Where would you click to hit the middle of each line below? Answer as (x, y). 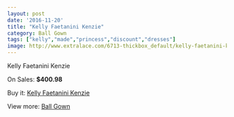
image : (17, 46)
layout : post (26, 14)
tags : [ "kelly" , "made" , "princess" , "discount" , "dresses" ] (92, 40)
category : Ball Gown (37, 33)
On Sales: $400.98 (35, 79)
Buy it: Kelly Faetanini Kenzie (49, 93)
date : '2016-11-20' (36, 20)
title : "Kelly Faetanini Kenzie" (56, 26)
